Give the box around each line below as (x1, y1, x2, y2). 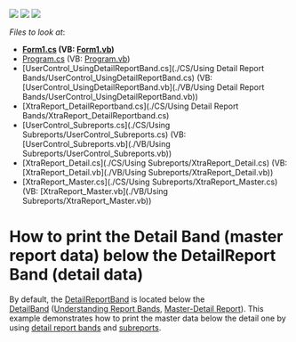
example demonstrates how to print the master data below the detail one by (9, 313, 286, 323)
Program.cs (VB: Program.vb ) (21, 53, 131, 64)
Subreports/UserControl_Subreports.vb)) (21, 148, 172, 159)
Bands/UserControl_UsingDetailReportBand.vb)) (21, 92, 198, 102)
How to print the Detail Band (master (9, 227, 284, 247)
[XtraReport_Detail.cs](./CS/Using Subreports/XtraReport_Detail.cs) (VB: (21, 158, 288, 168)
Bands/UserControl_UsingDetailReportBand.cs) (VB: (21, 72, 213, 83)
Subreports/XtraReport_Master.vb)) (21, 196, 152, 206)
